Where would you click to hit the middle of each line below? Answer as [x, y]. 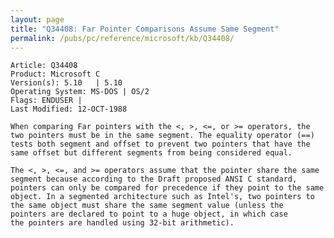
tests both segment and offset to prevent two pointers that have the [160, 144]
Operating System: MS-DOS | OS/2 [80, 92]
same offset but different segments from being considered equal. [151, 153]
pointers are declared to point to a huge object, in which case [149, 214]
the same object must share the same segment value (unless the [147, 206]
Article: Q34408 [44, 66]
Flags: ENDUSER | [46, 101]
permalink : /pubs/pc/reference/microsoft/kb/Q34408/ [122, 38]
